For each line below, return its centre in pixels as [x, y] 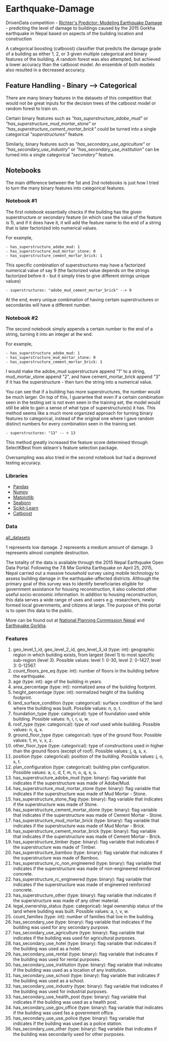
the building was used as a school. [49, 981]
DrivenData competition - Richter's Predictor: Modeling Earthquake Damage [84, 23]
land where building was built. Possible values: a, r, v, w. [71, 911]
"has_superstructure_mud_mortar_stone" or [51, 123]
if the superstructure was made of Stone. [55, 805]
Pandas [21, 487]
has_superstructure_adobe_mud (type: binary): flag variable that [79, 778]
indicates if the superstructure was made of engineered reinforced [82, 885]
